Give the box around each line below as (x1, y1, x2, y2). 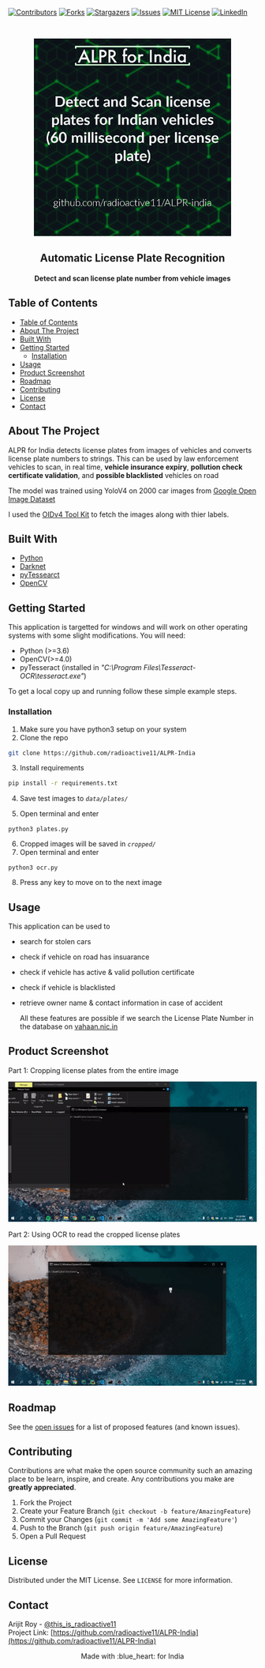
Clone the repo (19, 732, 69, 742)
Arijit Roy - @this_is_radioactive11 (8, 1619, 117, 1628)
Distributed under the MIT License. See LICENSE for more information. (8, 1576, 233, 1585)
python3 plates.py (8, 826, 69, 834)
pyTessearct (19, 570, 61, 580)
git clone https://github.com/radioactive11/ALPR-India (8, 749, 196, 757)
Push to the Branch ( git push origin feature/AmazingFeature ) (19, 1523, 223, 1533)
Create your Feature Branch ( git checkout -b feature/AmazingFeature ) (19, 1506, 252, 1516)
